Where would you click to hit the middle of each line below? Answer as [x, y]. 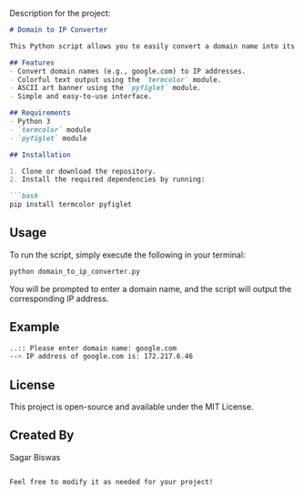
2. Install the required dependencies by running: [107, 180]
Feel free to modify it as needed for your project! [111, 481]
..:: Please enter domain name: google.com [93, 348]
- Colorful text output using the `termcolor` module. [116, 80]
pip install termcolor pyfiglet [71, 205]
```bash [24, 196]
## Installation [40, 155]
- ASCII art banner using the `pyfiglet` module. [106, 88]
